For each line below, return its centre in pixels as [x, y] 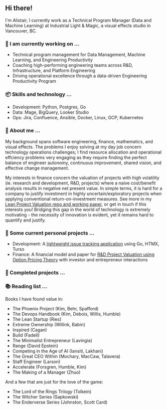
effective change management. [37, 168]
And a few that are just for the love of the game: [54, 382]
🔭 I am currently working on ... [42, 43]
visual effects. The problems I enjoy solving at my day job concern [73, 147]
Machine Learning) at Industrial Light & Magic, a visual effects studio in [78, 25]
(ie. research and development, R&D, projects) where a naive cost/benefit [81, 183]
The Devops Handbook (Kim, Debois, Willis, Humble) [67, 314]
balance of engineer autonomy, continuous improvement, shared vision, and [83, 163]
